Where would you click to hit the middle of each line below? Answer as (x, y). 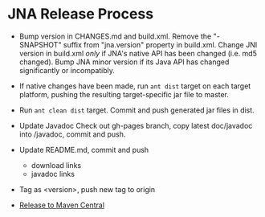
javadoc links (53, 174)
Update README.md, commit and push (84, 149)
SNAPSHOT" (40, 44)
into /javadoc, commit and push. (72, 134)
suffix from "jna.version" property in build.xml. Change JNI (160, 44)
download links (56, 165)
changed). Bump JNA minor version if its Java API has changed (124, 62)
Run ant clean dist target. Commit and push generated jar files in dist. (137, 110)
